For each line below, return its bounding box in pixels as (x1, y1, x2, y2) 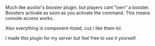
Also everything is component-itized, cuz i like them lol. (5, 25, 122, 31)
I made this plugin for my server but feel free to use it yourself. (5, 35, 137, 41)
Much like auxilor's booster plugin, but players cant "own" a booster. (5, 5, 150, 10)
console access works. (5, 15, 54, 21)
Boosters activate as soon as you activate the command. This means (5, 10, 150, 16)
